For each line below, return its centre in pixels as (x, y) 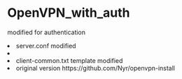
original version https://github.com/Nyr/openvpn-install (96, 68)
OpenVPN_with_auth (69, 13)
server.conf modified (46, 45)
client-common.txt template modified (70, 60)
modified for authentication (47, 32)
